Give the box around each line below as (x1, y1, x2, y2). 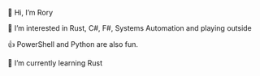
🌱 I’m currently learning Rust (7, 58, 103, 68)
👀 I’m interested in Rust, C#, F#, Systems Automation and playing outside (7, 23, 253, 32)
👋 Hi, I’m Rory (7, 8, 54, 17)
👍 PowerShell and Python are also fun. (7, 40, 139, 49)
